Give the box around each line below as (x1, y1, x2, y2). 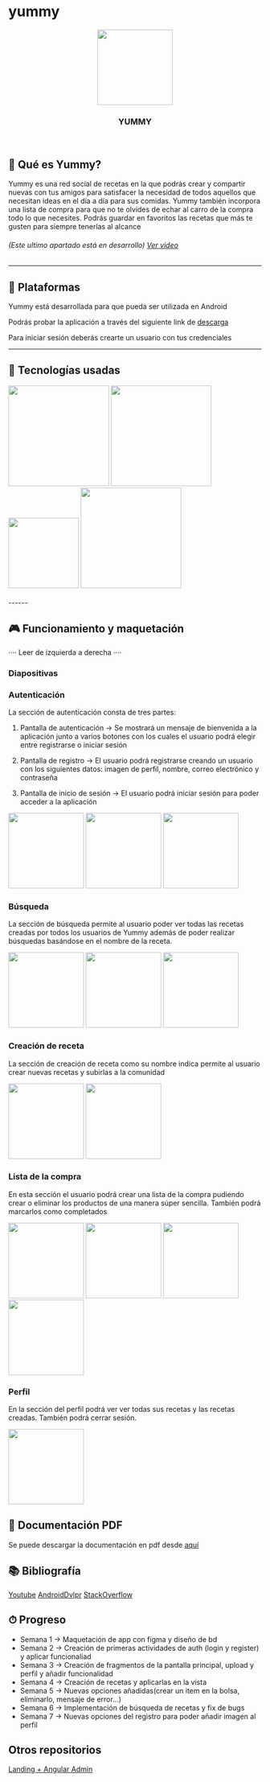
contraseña (19, 772, 58, 782)
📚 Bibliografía (8, 1564, 82, 1578)
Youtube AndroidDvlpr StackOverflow (8, 1590, 133, 1599)
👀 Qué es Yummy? (8, 158, 102, 171)
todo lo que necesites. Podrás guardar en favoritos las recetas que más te (8, 213, 253, 223)
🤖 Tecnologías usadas (8, 364, 121, 377)
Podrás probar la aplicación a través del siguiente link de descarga (8, 317, 229, 327)
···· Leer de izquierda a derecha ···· (8, 647, 122, 657)
